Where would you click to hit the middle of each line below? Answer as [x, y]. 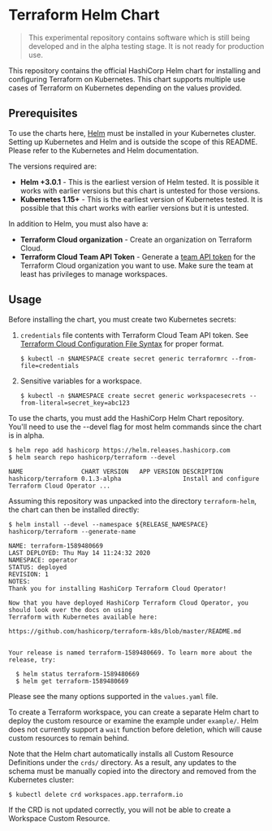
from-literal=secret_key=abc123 [75, 403]
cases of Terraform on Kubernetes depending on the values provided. [125, 88]
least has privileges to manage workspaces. [94, 273]
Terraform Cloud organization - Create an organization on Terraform [136, 239]
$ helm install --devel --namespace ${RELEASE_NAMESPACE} [108, 524]
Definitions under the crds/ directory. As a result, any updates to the [123, 762]
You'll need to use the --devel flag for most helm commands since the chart [135, 426]
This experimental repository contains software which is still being [139, 37]
